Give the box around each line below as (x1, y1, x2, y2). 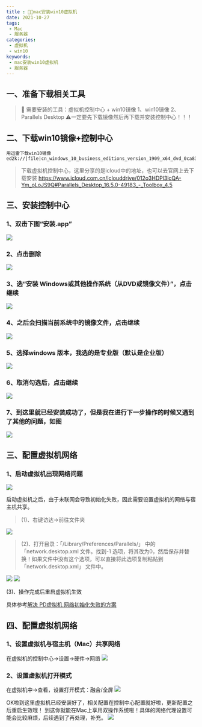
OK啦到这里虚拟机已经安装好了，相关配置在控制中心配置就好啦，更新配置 (6, 699, 188, 706)
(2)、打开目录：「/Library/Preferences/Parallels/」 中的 (20, 541, 156, 548)
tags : (6, 20, 20, 26)
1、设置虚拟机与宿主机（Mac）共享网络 (6, 640, 121, 649)
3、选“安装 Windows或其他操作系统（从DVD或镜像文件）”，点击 (6, 279, 192, 288)
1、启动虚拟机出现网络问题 (6, 469, 83, 478)
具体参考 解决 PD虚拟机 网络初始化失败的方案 (6, 601, 117, 608)
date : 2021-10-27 (6, 14, 50, 21)
